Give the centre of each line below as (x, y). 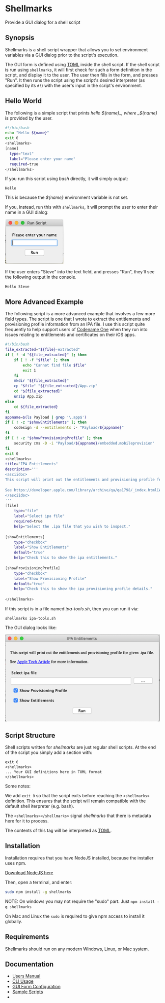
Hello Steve (17, 287)
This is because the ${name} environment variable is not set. (67, 197)
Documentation (29, 964)
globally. (14, 921)
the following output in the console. (41, 277)
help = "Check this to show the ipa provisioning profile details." (83, 589)
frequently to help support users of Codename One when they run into (76, 330)
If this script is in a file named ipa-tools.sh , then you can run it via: (72, 609)
